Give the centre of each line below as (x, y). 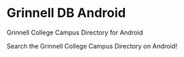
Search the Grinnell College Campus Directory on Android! (92, 46)
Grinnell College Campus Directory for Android (75, 32)
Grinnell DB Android (66, 13)
